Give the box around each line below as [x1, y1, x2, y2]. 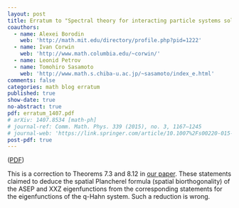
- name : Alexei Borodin [14, 30, 84, 38]
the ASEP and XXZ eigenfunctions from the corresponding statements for [7, 184, 223, 193]
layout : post [7, 10, 46, 18]
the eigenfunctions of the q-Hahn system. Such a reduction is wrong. [7, 192, 211, 201]
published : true [7, 90, 55, 97]
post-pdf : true [7, 136, 53, 143]
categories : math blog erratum [7, 83, 100, 90]
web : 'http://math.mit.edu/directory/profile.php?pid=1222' [20, 37, 202, 44]
